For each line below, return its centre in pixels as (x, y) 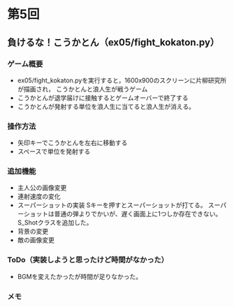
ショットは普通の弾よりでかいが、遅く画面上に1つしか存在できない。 (123, 214)
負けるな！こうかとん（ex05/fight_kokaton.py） (114, 42)
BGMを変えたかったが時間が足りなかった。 (80, 276)
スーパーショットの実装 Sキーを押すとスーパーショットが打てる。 (112, 205)
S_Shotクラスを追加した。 (55, 223)
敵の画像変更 (36, 240)
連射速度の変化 (39, 197)
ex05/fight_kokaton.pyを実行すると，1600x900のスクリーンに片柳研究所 (122, 80)
